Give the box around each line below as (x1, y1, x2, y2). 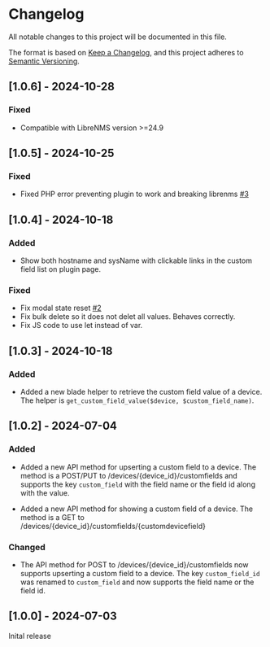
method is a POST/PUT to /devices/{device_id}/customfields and (20, 470, 237, 480)
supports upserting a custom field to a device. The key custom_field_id (20, 568, 260, 578)
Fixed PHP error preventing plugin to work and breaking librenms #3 (20, 189, 250, 199)
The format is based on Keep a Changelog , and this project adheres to (8, 47, 244, 57)
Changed (8, 541, 46, 553)
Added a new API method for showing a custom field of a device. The (20, 504, 254, 514)
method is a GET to (20, 512, 85, 522)
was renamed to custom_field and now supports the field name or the (20, 577, 255, 587)
